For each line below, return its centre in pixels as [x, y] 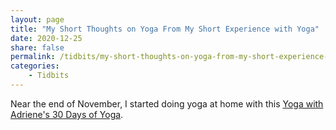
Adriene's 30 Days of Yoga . [67, 114]
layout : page [37, 19]
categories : [35, 66]
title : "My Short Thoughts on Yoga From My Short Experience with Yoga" [165, 29]
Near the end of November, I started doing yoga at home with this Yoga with [167, 103]
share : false [37, 47]
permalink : [33, 57]
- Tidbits [49, 76]
